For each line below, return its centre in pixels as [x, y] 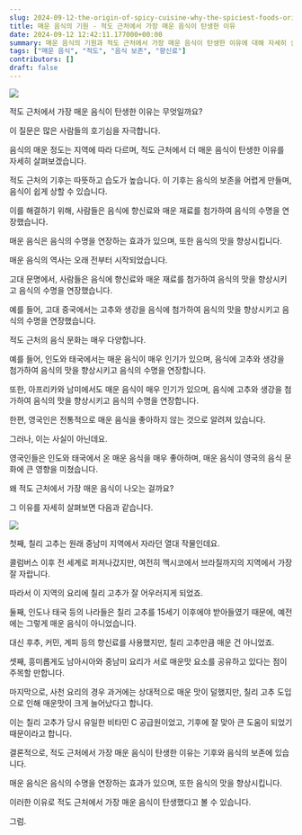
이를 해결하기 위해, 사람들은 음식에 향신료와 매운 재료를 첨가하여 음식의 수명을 [145, 210]
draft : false [34, 68]
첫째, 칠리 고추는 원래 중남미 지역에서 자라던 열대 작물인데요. [115, 543]
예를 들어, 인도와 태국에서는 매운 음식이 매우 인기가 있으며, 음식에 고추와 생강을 [147, 359]
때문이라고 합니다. [41, 733]
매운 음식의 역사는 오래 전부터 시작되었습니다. [89, 260]
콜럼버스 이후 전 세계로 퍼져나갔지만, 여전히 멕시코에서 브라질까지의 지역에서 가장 [151, 562]
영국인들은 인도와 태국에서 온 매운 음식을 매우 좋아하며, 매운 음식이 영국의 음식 [146, 458]
